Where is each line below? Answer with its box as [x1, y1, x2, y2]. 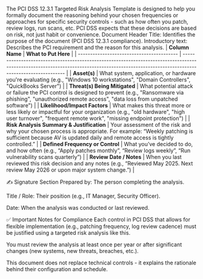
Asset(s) [72, 70, 95, 76]
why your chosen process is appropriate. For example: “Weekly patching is [6, 127, 193, 135]
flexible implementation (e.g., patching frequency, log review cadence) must [6, 223, 197, 230]
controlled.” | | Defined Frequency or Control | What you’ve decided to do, [6, 141, 193, 147]
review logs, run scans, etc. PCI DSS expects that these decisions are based [6, 24, 197, 32]
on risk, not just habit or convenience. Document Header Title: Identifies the [6, 31, 196, 38]
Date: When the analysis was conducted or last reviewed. [6, 204, 150, 211]
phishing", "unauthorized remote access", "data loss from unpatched [6, 95, 178, 103]
